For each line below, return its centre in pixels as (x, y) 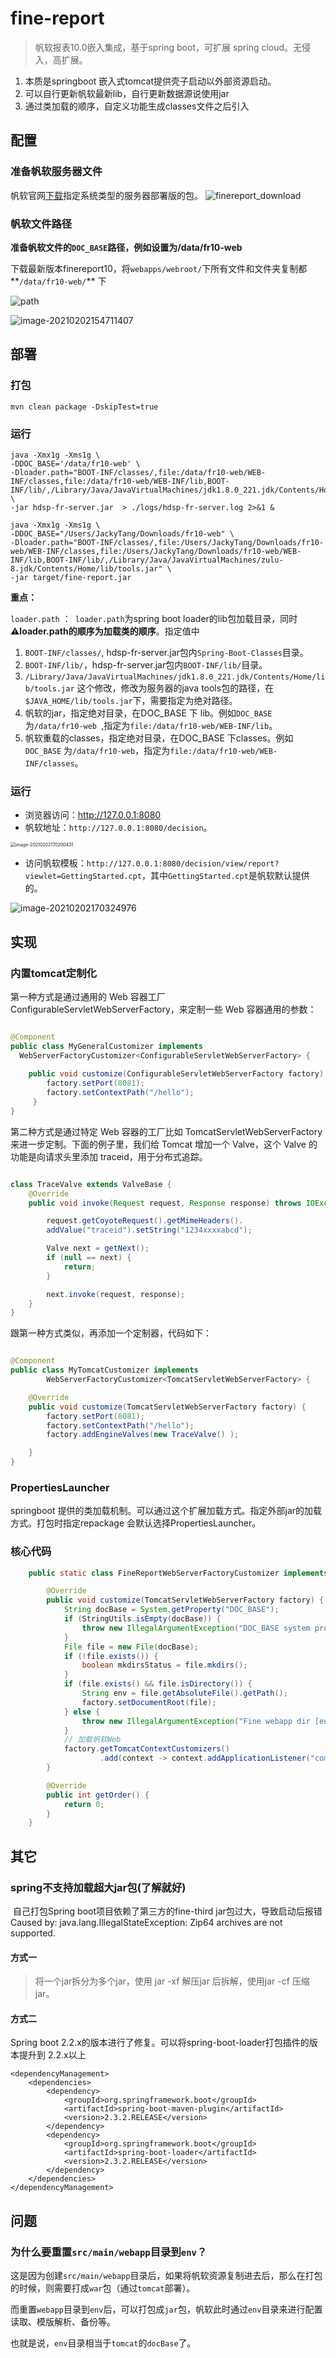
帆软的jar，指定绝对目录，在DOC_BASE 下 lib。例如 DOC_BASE (148, 713)
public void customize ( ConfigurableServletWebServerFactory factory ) (176, 1074)
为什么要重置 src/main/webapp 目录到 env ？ (109, 2252)
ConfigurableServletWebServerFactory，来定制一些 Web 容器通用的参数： (163, 1009)
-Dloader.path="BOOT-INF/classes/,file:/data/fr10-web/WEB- (138, 472)
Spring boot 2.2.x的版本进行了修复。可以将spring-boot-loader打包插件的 (160, 2043)
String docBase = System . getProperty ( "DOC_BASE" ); (171, 1610)
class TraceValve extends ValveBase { (91, 1184)
